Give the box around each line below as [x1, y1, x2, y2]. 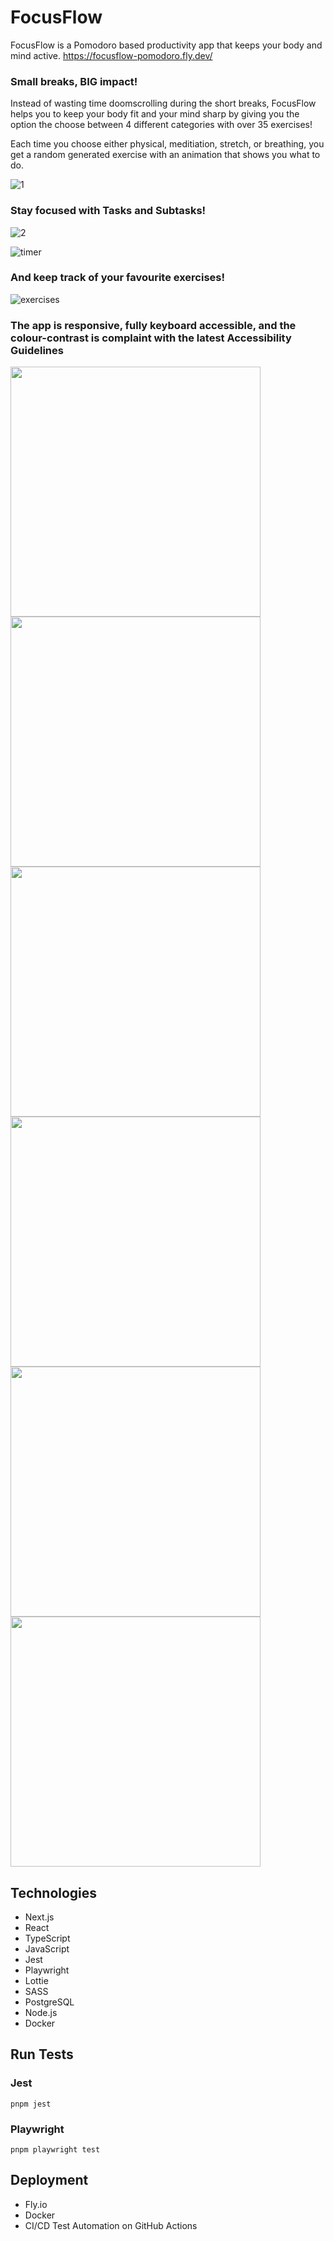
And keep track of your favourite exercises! [10, 271, 226, 285]
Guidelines [10, 343, 64, 357]
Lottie [24, 1974, 49, 1986]
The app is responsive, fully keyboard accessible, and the [10, 318, 297, 332]
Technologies [10, 1884, 98, 1901]
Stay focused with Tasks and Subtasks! [10, 204, 207, 218]
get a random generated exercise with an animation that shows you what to [10, 149, 321, 161]
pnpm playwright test [10, 2144, 101, 2155]
